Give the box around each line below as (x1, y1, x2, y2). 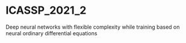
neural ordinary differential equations (5, 29, 98, 36)
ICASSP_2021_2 (5, 4, 87, 17)
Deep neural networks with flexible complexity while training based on (5, 23, 180, 30)
